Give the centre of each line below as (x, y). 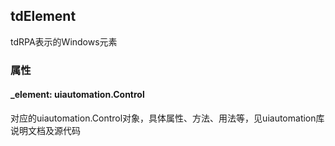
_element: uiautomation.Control (77, 95)
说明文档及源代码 (45, 130)
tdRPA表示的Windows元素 (64, 41)
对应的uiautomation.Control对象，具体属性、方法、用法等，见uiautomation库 (167, 118)
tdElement (43, 16)
